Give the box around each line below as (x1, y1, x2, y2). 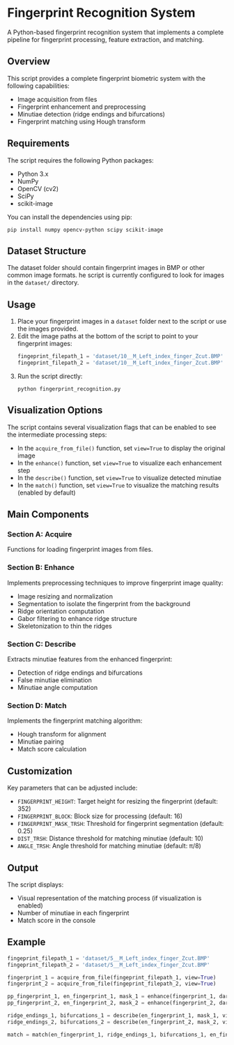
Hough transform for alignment (17, 730, 107, 739)
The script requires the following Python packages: (7, 156, 155, 165)
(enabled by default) (17, 488, 76, 497)
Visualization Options (7, 405, 103, 416)
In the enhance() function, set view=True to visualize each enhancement (17, 458, 222, 467)
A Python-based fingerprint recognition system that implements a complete (7, 28, 224, 36)
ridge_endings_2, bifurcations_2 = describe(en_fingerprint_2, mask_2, (7, 1018, 219, 1025)
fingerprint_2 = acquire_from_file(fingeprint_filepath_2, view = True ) (7, 980, 217, 988)
